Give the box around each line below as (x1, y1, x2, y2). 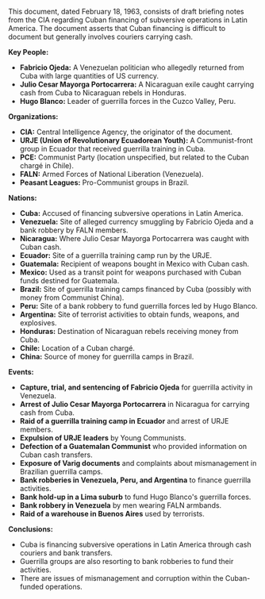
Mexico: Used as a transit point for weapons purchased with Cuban (19, 267, 242, 277)
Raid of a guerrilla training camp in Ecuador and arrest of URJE (19, 417, 229, 425)
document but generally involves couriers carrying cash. (8, 32, 193, 41)
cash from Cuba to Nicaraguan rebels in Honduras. (19, 88, 186, 98)
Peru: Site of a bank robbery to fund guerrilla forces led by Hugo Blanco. (19, 301, 258, 310)
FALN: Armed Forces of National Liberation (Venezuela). (19, 170, 204, 179)
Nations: (8, 194, 37, 202)
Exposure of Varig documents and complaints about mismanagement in (19, 459, 257, 467)
